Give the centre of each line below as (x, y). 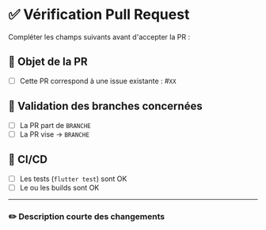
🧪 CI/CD (28, 160)
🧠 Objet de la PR (48, 62)
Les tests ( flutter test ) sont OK (73, 179)
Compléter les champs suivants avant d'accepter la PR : (99, 36)
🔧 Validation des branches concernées (106, 106)
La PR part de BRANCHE (55, 125)
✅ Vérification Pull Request (99, 15)
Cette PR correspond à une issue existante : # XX (98, 81)
